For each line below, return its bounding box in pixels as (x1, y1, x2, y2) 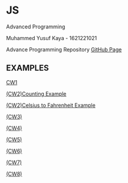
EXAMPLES (6, 63, 49, 73)
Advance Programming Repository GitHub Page (6, 45, 122, 53)
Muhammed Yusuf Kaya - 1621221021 (6, 34, 97, 41)
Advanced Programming (6, 23, 65, 30)
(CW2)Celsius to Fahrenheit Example (6, 102, 96, 109)
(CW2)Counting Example (6, 90, 67, 97)
